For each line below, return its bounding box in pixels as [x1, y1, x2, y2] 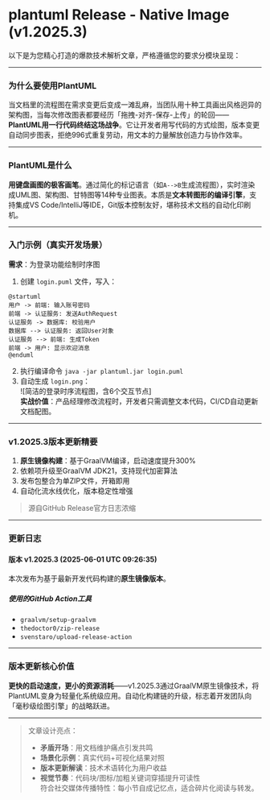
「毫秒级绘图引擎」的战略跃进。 [8, 701, 114, 711]
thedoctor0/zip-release [19, 624, 100, 633]
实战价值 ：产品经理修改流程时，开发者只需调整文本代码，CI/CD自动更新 [19, 396, 259, 406]
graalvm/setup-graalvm [19, 616, 96, 624]
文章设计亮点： [27, 725, 78, 735]
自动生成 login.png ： [19, 376, 91, 386]
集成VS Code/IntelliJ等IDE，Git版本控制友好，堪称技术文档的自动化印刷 [14, 200, 252, 209]
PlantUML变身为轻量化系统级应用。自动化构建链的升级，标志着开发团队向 [8, 690, 252, 700]
